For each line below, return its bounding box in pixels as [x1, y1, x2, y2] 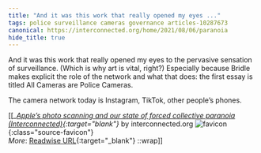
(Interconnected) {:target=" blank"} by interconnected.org [8, 119, 194, 129]
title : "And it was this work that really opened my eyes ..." [8, 11, 221, 20]
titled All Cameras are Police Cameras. [8, 80, 134, 90]
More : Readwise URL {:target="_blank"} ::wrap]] [8, 136, 164, 146]
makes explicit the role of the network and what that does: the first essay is [8, 72, 253, 81]
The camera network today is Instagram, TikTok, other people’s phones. [8, 95, 243, 105]
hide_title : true [8, 33, 66, 42]
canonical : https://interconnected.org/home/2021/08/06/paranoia [8, 26, 228, 34]
